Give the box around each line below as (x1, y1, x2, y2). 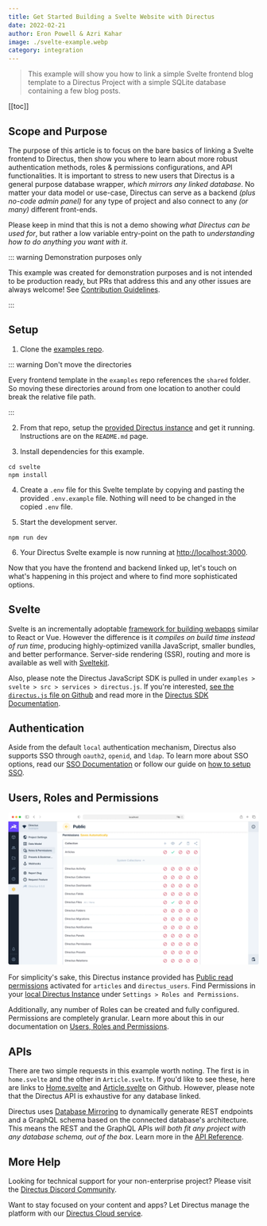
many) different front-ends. (8, 204, 98, 214)
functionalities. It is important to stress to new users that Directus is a (8, 171, 235, 180)
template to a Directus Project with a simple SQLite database (27, 78, 226, 87)
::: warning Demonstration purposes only (8, 252, 142, 262)
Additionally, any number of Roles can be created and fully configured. (8, 1005, 240, 1015)
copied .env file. (19, 502, 73, 511)
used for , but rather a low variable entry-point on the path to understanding (8, 228, 255, 238)
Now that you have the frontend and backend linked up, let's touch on (8, 563, 237, 572)
